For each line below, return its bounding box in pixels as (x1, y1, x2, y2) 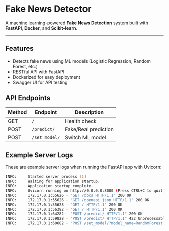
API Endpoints (5, 94, 51, 102)
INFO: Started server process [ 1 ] (5, 174, 87, 179)
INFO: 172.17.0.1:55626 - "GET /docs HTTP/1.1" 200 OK (5, 193, 132, 198)
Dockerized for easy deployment (12, 74, 80, 80)
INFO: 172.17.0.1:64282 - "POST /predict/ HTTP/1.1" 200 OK (5, 211, 143, 217)
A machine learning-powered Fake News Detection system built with (5, 20, 148, 26)
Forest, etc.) (12, 63, 38, 69)
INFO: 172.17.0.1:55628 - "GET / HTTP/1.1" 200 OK (5, 202, 123, 207)
